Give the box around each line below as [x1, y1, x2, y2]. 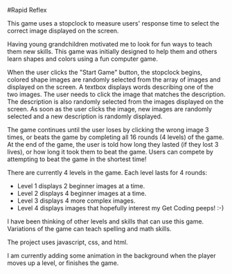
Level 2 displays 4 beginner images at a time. [17, 190, 147, 197]
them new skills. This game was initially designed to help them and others [7, 48, 217, 55]
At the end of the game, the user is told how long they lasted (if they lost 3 [7, 140, 219, 148]
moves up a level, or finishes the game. [7, 259, 119, 267]
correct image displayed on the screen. [7, 27, 119, 35]
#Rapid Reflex [7, 6, 47, 14]
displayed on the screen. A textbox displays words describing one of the [7, 83, 214, 91]
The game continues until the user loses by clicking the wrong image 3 [7, 126, 209, 134]
